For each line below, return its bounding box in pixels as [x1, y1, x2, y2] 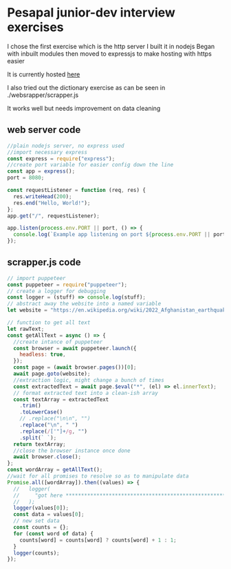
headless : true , [19, 351, 67, 358]
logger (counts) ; [13, 549, 60, 557]
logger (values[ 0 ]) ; [13, 504, 69, 512]
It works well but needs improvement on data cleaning [7, 104, 161, 112]
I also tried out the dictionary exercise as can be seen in [7, 83, 166, 92]
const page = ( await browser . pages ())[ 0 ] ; [13, 364, 137, 371]
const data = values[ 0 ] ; [13, 511, 85, 518]
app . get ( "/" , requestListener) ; [7, 212, 100, 219]
